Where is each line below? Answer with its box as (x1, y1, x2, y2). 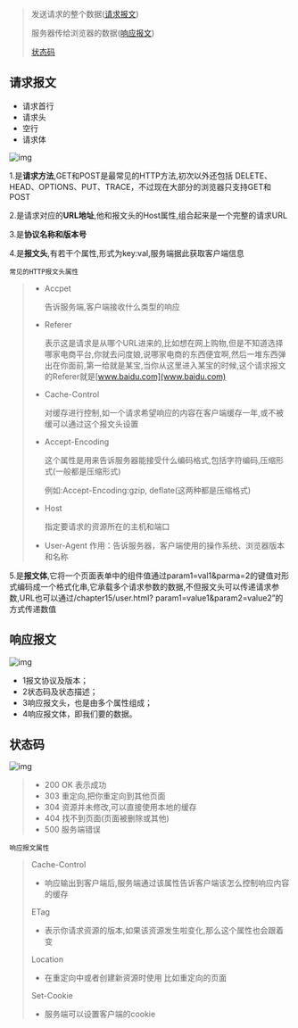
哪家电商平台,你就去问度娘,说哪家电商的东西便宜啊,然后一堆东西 (44, 348, 278, 360)
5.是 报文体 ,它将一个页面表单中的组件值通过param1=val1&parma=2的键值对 (9, 570, 282, 581)
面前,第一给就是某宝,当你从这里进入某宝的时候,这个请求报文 (68, 360, 286, 370)
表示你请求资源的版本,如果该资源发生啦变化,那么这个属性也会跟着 (44, 925, 284, 936)
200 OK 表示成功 (44, 780, 107, 791)
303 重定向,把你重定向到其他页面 (44, 791, 166, 801)
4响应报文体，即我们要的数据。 (21, 709, 137, 719)
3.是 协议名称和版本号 (9, 228, 87, 239)
